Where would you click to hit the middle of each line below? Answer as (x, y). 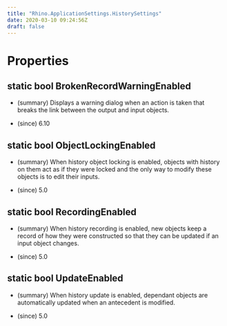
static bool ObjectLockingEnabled (81, 145)
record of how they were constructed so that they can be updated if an (118, 236)
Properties (38, 61)
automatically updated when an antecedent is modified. (96, 302)
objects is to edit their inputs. (58, 176)
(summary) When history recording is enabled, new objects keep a (112, 228)
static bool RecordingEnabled (72, 212)
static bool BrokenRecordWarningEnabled (99, 86)
